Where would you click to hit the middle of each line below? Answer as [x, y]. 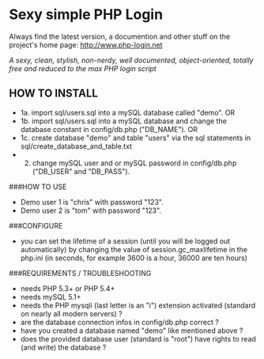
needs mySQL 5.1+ [51, 297]
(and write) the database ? [63, 347]
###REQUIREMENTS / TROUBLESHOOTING [80, 273]
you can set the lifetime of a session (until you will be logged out [125, 241]
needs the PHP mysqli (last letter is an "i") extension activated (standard [138, 305]
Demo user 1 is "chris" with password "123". [92, 202]
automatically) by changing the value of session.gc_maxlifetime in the [134, 249]
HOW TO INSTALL [53, 94]
